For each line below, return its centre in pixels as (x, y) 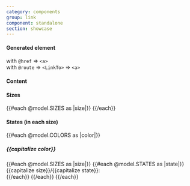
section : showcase (29, 28)
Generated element (31, 47)
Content (17, 81)
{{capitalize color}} (31, 149)
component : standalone (35, 23)
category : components (33, 12)
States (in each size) (32, 122)
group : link (21, 17)
